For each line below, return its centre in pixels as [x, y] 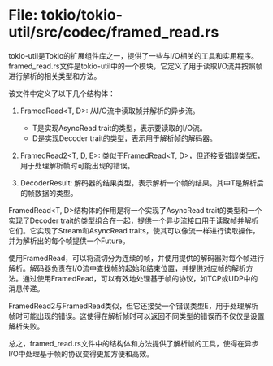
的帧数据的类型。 [49, 193]
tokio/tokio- [82, 15]
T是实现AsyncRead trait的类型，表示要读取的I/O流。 [119, 128]
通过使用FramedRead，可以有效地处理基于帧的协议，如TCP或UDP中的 [140, 278]
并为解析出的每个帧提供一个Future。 [69, 241]
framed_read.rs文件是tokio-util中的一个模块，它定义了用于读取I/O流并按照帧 [136, 66]
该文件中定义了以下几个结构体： [62, 93]
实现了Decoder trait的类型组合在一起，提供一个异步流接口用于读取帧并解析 [134, 220]
